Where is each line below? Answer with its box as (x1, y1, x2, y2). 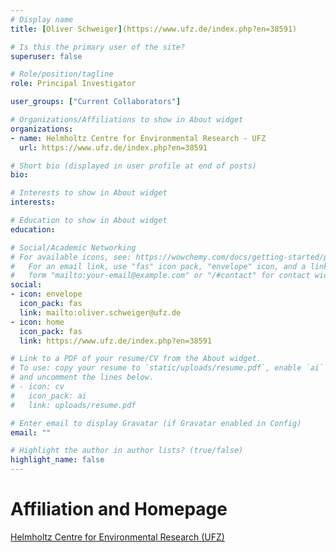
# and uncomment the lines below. (10, 372, 155, 383)
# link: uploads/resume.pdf (10, 400, 137, 410)
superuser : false (10, 51, 83, 61)
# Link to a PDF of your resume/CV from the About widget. (10, 354, 262, 364)
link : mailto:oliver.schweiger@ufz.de (19, 307, 182, 318)
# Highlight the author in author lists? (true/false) (10, 446, 244, 456)
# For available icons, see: (10, 252, 132, 262)
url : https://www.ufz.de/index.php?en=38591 (19, 142, 208, 153)
